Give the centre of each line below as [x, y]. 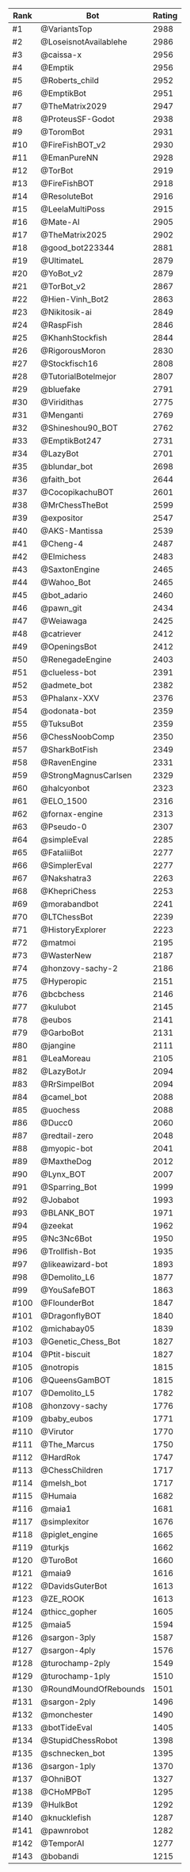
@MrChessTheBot [74, 505]
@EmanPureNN [70, 158]
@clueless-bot [68, 672]
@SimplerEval [66, 865]
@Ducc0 [57, 1122]
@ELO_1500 [64, 801]
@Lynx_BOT [63, 1174]
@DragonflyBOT [71, 1316]
